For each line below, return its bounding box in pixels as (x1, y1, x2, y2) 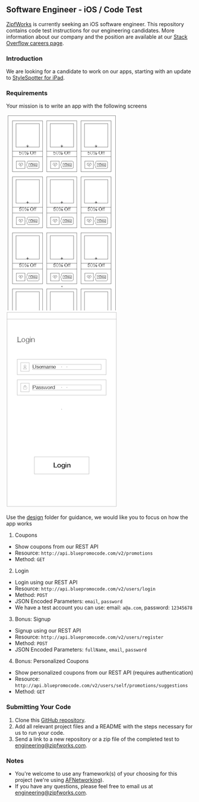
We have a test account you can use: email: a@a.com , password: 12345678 (14, 604, 193, 611)
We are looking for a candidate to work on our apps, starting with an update (6, 68, 191, 75)
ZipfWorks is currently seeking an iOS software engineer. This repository (6, 20, 184, 27)
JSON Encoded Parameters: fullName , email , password (14, 646, 147, 653)
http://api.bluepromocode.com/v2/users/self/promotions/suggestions (14, 683, 188, 689)
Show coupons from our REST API (14, 543, 99, 551)
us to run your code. (14, 729, 65, 736)
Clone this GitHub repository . (14, 716, 86, 724)
